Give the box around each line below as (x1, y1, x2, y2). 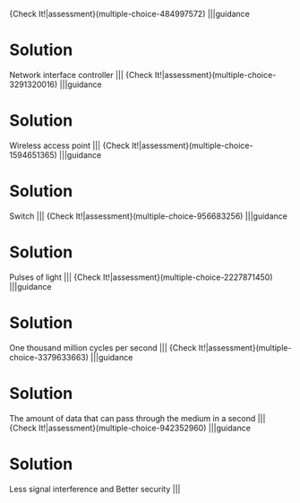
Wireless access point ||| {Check (9, 140, 130, 151)
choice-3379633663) (9, 351, 90, 362)
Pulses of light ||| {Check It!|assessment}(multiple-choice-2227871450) (9, 272, 273, 282)
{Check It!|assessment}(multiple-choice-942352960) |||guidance (9, 422, 251, 433)
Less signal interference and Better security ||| (9, 483, 181, 494)
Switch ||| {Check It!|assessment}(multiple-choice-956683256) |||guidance (9, 211, 288, 221)
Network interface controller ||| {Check (9, 69, 153, 80)
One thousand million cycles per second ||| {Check (9, 342, 197, 353)
